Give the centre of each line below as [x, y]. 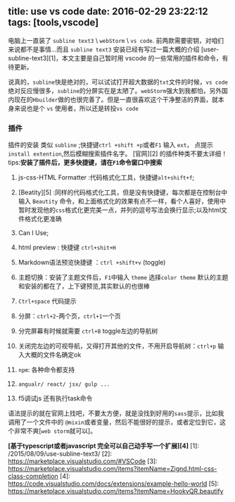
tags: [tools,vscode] [53, 23]
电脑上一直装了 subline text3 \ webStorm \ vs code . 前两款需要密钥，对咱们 [116, 40]
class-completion [33, 476]
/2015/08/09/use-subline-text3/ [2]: [60, 454]
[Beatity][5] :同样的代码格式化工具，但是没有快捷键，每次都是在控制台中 [123, 192]
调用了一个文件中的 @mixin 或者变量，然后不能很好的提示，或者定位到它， [114, 422]
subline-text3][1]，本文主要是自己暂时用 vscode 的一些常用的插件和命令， [115, 58]
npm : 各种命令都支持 [46, 370]
